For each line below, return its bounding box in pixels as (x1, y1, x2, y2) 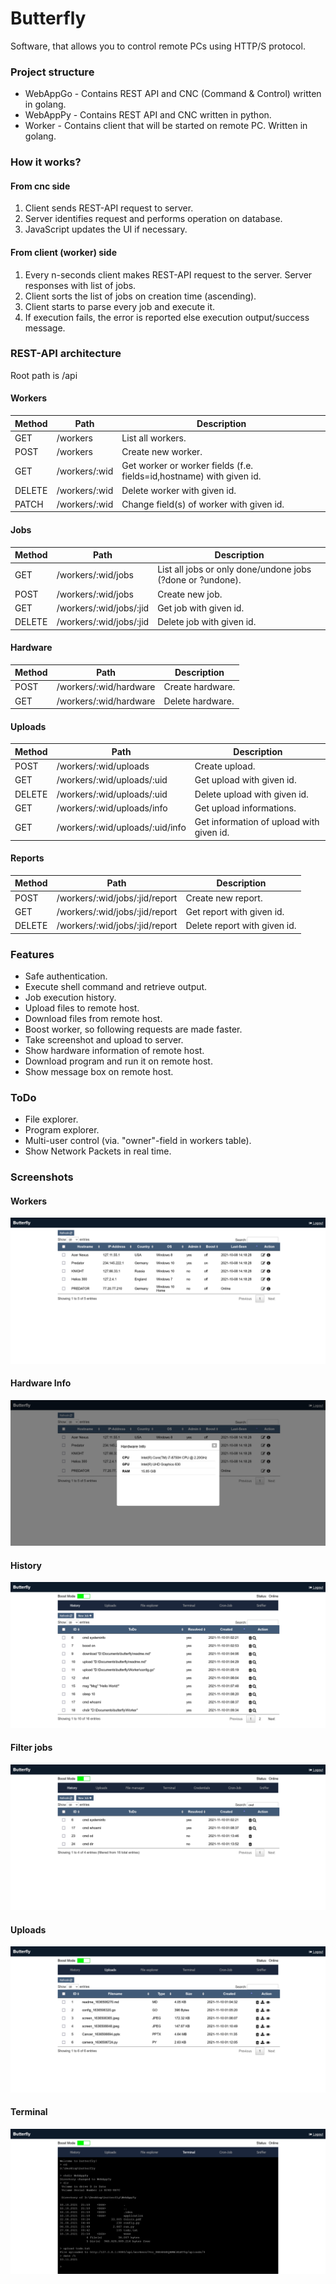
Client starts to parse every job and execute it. (24, 300, 216, 312)
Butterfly (10, 7, 87, 30)
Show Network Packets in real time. (24, 1145, 172, 1157)
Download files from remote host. (24, 1012, 163, 1024)
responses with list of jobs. (24, 279, 137, 291)
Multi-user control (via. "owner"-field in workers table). (24, 1135, 252, 1147)
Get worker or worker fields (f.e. (121, 460, 254, 472)
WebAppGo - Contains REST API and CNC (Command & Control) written (24, 88, 322, 100)
